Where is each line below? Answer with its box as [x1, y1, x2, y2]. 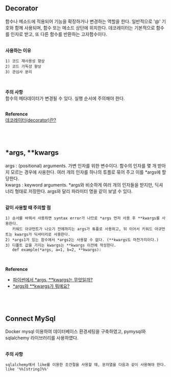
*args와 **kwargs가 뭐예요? [12, 283, 70, 289]
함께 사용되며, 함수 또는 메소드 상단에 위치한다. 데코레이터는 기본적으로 [14, 25, 155, 31]
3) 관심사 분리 [5, 69, 32, 75]
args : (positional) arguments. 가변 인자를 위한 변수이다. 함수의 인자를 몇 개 [5, 162, 157, 169]
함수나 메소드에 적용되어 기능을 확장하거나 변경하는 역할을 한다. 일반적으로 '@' [5, 18, 161, 25]
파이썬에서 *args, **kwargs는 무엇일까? [12, 276, 93, 282]
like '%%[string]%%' [5, 367, 50, 372]
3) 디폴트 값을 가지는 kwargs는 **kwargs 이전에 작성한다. [5, 243, 116, 248]
